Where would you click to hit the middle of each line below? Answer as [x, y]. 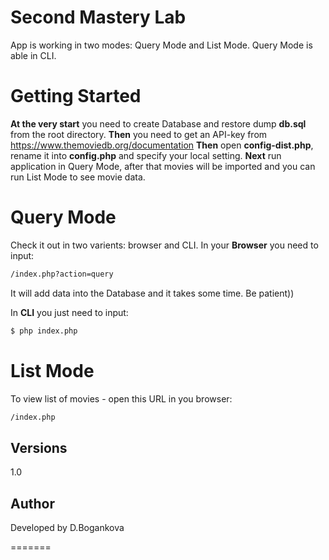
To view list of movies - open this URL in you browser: [121, 398]
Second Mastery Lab [98, 17]
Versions [39, 447]
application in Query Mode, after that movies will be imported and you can [163, 166]
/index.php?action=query [62, 274]
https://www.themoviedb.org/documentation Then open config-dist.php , [162, 145]
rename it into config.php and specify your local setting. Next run [146, 155]
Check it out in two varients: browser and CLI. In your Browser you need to [164, 245]
